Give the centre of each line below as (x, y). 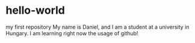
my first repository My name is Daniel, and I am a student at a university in (97, 27)
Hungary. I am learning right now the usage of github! (72, 33)
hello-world (36, 10)
